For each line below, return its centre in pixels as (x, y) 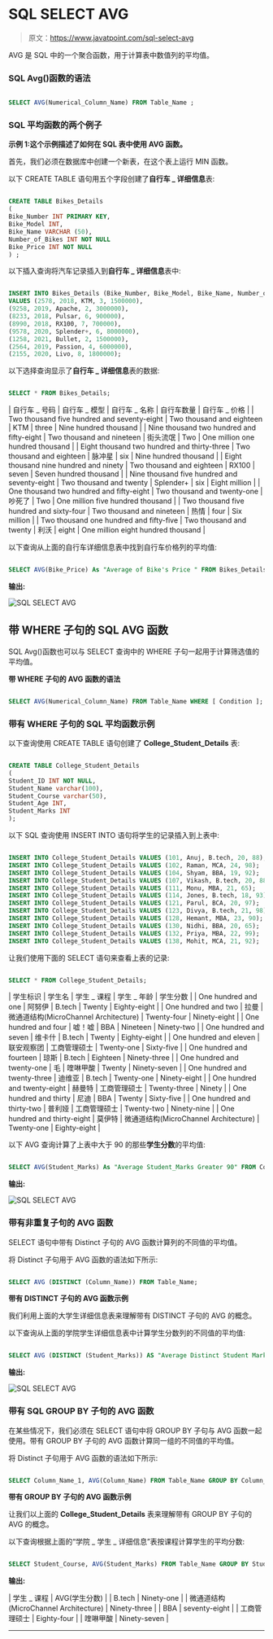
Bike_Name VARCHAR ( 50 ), (50, 232)
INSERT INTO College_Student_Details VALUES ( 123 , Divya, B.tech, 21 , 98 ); (139, 911)
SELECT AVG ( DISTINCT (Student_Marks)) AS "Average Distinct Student (129, 1356)
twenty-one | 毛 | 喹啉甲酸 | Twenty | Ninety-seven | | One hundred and (128, 1068)
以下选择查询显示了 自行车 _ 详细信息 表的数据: (84, 370)
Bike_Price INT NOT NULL (50, 247)
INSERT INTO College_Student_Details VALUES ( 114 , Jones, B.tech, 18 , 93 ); (139, 896)
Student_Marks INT (39, 811)
